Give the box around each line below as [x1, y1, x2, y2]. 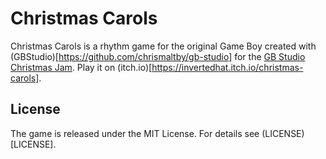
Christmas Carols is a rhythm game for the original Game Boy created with [10, 40, 317, 52]
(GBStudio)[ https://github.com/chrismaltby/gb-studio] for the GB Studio [10, 50, 306, 62]
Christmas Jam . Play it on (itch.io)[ [10, 61, 153, 73]
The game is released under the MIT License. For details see [10, 127, 260, 139]
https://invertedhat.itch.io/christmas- [151, 61, 304, 73]
